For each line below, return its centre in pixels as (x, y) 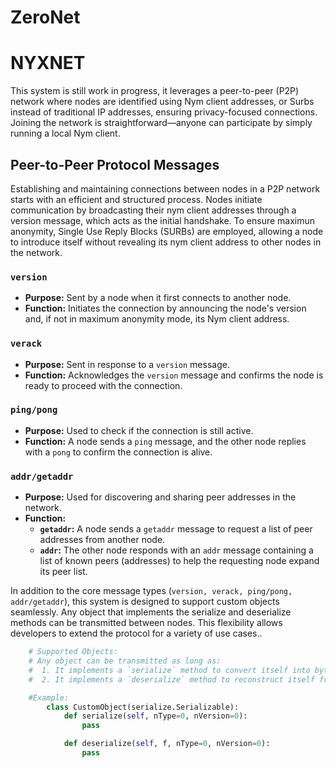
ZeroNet (45, 17)
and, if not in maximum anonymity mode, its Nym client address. (157, 319)
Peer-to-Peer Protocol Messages (115, 164)
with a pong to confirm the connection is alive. (118, 452)
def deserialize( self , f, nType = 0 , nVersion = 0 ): (167, 744)
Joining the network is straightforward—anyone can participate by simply (161, 123)
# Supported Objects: (73, 652)
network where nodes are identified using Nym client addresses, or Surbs (162, 102)
